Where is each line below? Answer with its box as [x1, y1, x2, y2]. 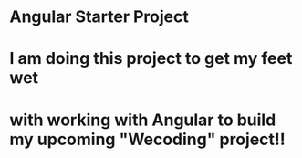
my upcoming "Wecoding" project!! [9, 129, 286, 150]
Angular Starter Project [9, 6, 189, 27]
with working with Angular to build [9, 110, 276, 130]
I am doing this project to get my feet [9, 48, 293, 69]
